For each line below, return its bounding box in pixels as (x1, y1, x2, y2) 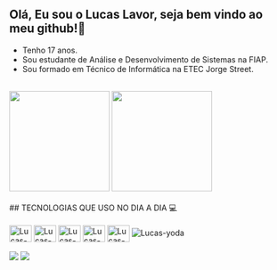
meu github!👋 (9, 21, 86, 37)
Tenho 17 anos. (21, 45, 78, 55)
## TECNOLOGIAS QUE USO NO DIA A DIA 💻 (9, 202, 178, 213)
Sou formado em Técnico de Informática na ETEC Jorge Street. (21, 63, 254, 74)
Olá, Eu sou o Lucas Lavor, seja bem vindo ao (9, 7, 264, 22)
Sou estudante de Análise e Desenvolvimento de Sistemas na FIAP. (21, 53, 269, 65)
